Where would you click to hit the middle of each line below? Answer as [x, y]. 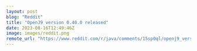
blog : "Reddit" [25, 17]
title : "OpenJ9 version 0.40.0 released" [57, 22]
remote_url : [21, 39]
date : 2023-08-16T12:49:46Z [40, 28]
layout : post [22, 11]
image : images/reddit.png [38, 33]
